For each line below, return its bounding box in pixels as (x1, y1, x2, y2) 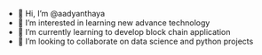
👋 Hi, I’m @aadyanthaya (17, 9, 105, 18)
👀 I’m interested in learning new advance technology (17, 17, 210, 28)
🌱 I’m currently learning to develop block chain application (17, 27, 231, 37)
